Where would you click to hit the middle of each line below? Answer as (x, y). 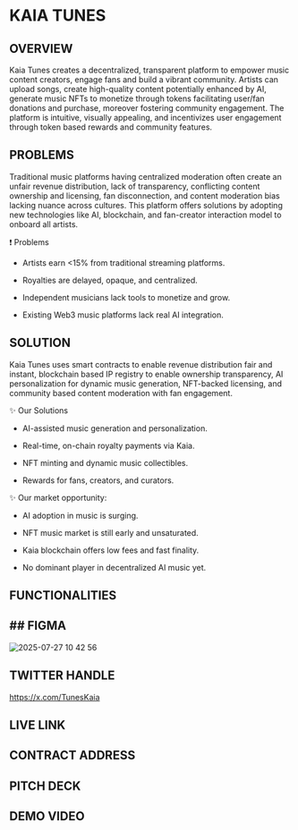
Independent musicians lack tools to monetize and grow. (126, 297)
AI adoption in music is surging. (80, 515)
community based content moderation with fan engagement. (121, 393)
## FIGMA (38, 626)
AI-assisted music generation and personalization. (115, 428)
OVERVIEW (41, 49)
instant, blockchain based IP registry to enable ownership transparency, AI (146, 374)
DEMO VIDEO (47, 816)
